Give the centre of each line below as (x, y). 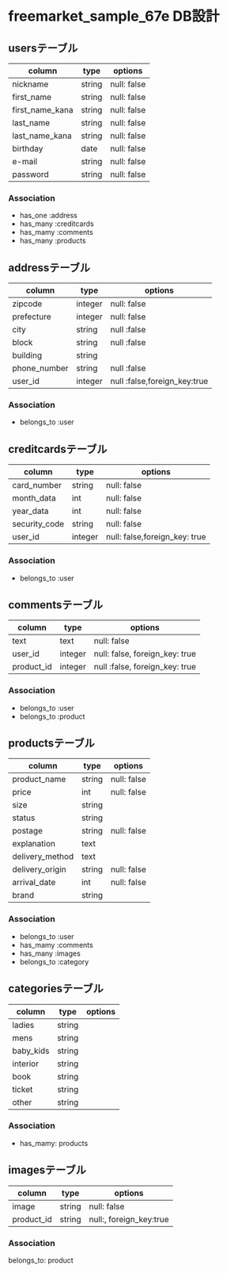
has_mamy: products (54, 1143)
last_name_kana (42, 136)
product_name (39, 780)
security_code (38, 524)
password (30, 174)
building (27, 355)
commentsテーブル (56, 605)
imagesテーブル (47, 1170)
